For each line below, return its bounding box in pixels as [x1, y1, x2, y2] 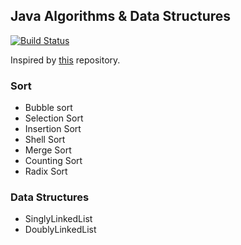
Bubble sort [24, 102, 73, 114]
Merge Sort [24, 144, 72, 156]
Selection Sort [24, 112, 84, 124]
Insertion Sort [24, 123, 82, 135]
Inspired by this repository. [10, 54, 121, 66]
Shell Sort [24, 134, 66, 146]
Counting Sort [24, 155, 83, 167]
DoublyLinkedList [24, 224, 97, 236]
